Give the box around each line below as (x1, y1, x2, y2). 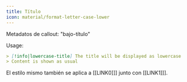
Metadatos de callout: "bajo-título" (6, 30, 91, 37)
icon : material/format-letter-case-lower (6, 14, 110, 20)
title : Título (6, 8, 41, 15)
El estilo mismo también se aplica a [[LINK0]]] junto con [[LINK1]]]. (6, 69, 168, 77)
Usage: (6, 42, 24, 49)
